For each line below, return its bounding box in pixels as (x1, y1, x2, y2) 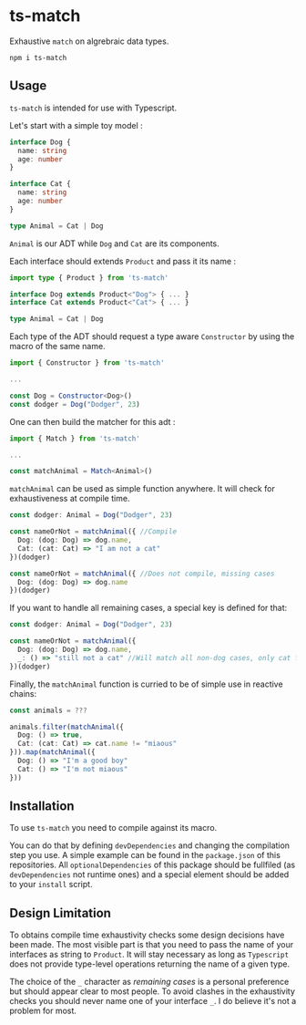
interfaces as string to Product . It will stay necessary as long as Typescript (9, 949, 290, 960)
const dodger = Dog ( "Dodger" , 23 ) (9, 399, 141, 409)
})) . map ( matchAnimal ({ (9, 748, 96, 757)
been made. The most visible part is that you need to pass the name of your (9, 939, 294, 950)
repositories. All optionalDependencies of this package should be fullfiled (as (9, 859, 296, 871)
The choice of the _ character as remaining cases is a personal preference (9, 977, 290, 988)
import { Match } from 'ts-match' (9, 434, 141, 443)
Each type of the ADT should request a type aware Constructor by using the (9, 331, 295, 342)
